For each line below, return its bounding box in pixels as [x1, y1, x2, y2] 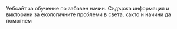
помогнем [6, 17, 32, 24]
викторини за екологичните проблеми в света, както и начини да [6, 11, 171, 18]
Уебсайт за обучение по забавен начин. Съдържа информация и [6, 5, 169, 12]
